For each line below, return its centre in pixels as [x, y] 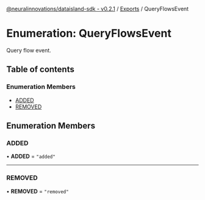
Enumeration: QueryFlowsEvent [89, 34]
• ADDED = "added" [31, 156]
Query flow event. [29, 50]
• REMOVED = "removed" [38, 191]
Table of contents [40, 70]
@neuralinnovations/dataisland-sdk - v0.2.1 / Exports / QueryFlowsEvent [98, 9]
